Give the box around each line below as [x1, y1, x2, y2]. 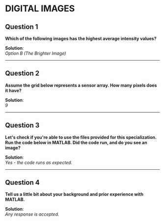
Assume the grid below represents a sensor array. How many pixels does [5, 82, 157, 88]
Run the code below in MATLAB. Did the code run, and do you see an [5, 139, 147, 145]
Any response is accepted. [5, 211, 59, 217]
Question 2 [5, 69, 40, 78]
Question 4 [5, 178, 40, 187]
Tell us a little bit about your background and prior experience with [5, 191, 144, 197]
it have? [5, 87, 22, 94]
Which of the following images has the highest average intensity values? [5, 35, 157, 41]
